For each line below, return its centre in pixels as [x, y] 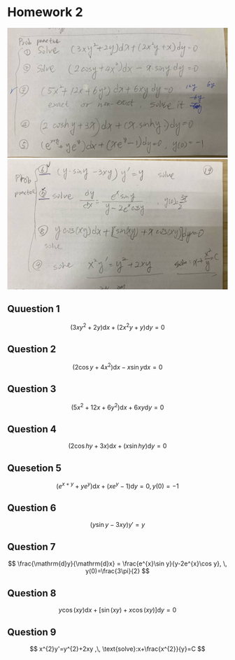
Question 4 [32, 429]
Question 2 [32, 349]
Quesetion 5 [34, 468]
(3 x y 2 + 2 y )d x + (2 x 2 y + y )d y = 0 [117, 326]
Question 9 [32, 632]
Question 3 [32, 389]
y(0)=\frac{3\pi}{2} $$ [117, 571]
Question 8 [32, 593]
